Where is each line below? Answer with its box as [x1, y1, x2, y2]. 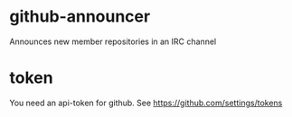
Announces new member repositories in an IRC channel [9, 36, 217, 47]
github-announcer [9, 6, 151, 27]
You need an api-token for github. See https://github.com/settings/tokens [9, 97, 283, 108]
